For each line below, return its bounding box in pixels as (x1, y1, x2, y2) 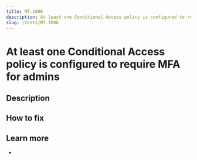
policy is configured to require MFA (6, 57, 181, 71)
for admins (6, 70, 60, 83)
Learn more (6, 133, 49, 143)
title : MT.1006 (6, 8, 43, 15)
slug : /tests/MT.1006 (6, 19, 59, 25)
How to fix (6, 113, 44, 124)
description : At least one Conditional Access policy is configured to (6, 14, 185, 20)
